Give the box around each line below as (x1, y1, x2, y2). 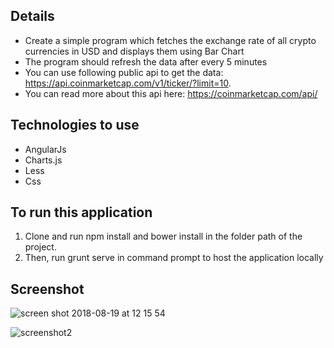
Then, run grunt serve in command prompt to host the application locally (24, 252, 324, 264)
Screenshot (10, 280, 85, 298)
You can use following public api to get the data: (24, 66, 224, 78)
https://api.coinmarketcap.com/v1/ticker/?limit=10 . (24, 77, 232, 89)
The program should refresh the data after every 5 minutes (24, 55, 268, 68)
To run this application (10, 204, 153, 221)
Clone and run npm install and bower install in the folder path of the (24, 230, 303, 243)
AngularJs (24, 143, 67, 155)
